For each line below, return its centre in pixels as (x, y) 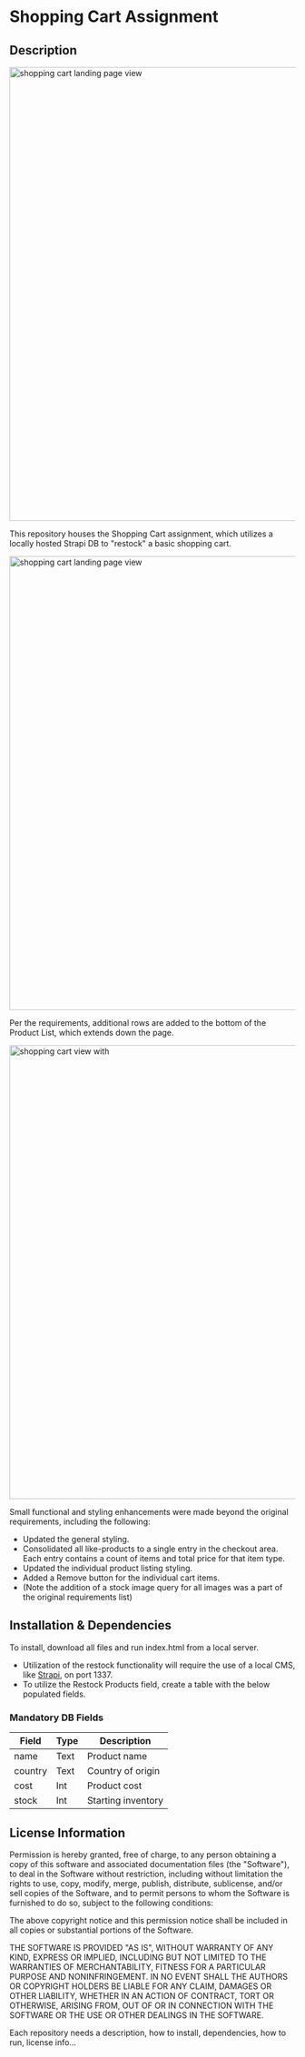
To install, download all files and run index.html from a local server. (134, 1647)
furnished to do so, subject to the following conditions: (111, 1903)
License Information (67, 1832)
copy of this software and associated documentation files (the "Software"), (150, 1864)
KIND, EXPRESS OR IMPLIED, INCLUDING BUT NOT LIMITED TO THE (138, 1957)
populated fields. (54, 1694)
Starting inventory (126, 1801)
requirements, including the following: (80, 1521)
